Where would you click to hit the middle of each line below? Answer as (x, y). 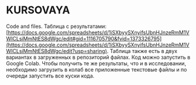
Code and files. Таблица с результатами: (56, 26)
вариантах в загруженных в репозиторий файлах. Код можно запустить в (98, 57)
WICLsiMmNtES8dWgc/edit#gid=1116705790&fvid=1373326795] (84, 38)
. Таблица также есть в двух (142, 51)
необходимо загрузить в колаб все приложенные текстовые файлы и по (97, 69)
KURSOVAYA (38, 10)
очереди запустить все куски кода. (50, 76)
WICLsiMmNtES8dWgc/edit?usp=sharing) (56, 51)
